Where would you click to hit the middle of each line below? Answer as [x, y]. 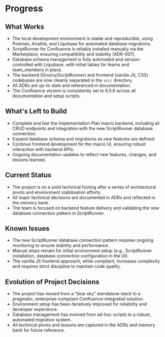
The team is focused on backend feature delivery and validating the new [86, 208]
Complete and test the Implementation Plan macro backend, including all [86, 123]
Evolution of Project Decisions [52, 282]
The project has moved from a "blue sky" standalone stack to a [76, 294]
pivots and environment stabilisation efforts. [57, 192]
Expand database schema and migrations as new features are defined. [84, 139]
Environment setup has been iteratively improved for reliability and [80, 304]
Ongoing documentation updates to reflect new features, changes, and [84, 154]
